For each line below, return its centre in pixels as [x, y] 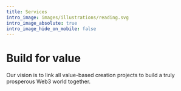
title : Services [27, 12]
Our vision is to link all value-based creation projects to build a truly [90, 75]
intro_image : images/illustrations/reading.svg [68, 17]
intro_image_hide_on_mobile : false [51, 29]
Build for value [43, 58]
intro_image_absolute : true [42, 23]
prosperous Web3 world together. [49, 81]
